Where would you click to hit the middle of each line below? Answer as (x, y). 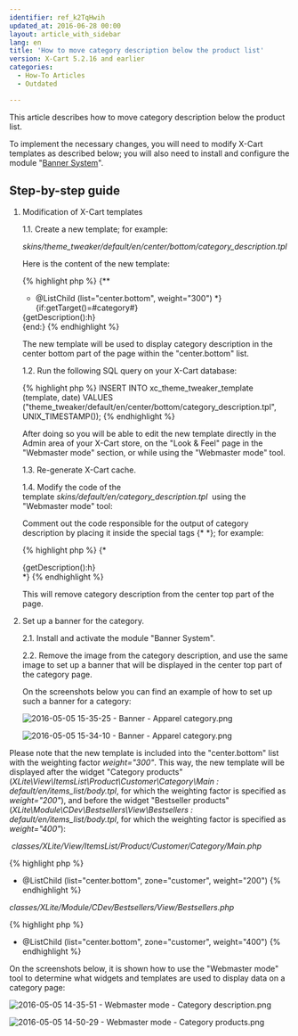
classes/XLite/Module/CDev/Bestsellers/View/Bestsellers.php (122, 908)
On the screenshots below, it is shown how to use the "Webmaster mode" (144, 969)
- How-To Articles (52, 76)
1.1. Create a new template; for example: (95, 229)
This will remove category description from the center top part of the (148, 595)
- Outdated (37, 84)
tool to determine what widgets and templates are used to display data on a (147, 978)
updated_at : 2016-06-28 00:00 (65, 26)
